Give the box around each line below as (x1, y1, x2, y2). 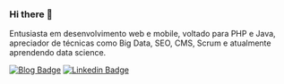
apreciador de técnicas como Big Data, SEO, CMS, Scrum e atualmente (9, 38, 271, 48)
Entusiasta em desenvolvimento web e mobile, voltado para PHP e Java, (9, 29, 276, 39)
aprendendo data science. (9, 47, 107, 58)
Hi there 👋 (9, 8, 54, 21)
